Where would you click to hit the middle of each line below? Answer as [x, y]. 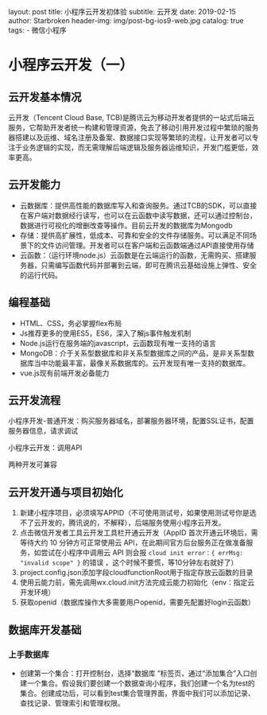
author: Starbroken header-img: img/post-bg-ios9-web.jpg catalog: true [126, 21]
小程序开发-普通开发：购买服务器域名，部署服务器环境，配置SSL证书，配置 [131, 421]
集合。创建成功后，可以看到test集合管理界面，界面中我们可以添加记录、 [137, 693]
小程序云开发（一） [71, 65]
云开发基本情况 [45, 97]
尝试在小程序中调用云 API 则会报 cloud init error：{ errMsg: [142, 553]
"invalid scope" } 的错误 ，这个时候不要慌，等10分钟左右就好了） [129, 562]
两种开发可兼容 [33, 464]
